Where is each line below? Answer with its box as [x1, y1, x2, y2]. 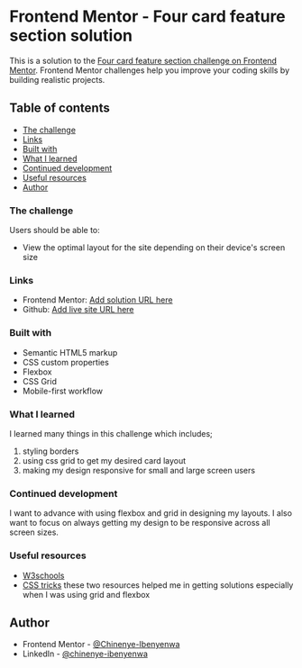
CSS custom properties [22, 357, 110, 367]
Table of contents [9, 101, 110, 116]
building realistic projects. [9, 74, 105, 85]
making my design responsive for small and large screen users [22, 465, 255, 475]
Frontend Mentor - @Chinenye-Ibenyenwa [22, 639, 180, 650]
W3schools [22, 570, 65, 581]
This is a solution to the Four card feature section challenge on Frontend [9, 55, 278, 66]
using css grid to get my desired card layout [22, 455, 187, 465]
